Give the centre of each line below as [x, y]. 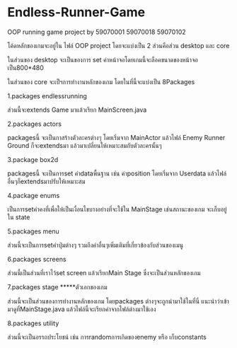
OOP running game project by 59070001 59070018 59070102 [97, 32]
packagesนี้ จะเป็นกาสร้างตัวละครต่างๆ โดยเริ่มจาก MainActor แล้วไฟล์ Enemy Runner [116, 137]
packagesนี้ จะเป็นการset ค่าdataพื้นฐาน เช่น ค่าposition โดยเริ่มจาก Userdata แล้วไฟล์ [117, 173]
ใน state [19, 217]
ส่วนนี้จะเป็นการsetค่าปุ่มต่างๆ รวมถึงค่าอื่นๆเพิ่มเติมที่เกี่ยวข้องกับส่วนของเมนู [96, 245]
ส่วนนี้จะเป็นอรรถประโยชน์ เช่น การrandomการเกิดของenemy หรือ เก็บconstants [107, 337]
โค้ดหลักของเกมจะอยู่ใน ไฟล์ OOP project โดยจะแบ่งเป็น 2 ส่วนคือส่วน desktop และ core [118, 45]
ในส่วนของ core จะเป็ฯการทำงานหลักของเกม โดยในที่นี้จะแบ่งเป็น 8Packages [101, 81]
